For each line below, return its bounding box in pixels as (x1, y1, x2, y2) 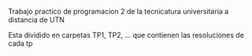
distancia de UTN (8, 15, 65, 24)
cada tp (8, 39, 33, 48)
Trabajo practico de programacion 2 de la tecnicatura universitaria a (8, 7, 229, 16)
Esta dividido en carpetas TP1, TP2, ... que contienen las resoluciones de (8, 31, 244, 39)
